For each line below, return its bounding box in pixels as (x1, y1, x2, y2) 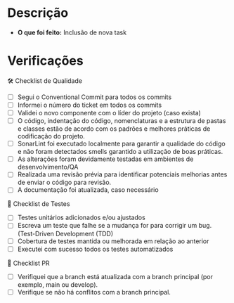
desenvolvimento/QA (17, 163, 79, 172)
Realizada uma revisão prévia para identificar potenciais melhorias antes (17, 170, 228, 179)
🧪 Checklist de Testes (7, 200, 70, 208)
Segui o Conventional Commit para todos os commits (17, 93, 172, 101)
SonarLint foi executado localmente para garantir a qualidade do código (17, 139, 226, 148)
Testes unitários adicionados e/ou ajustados (17, 213, 145, 222)
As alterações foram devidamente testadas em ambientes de (17, 155, 194, 163)
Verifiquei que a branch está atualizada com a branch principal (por (17, 272, 213, 281)
